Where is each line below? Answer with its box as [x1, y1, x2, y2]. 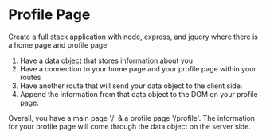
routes [19, 72, 41, 82]
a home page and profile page [8, 40, 108, 49]
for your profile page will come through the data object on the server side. [8, 122, 251, 131]
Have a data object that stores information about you [19, 56, 194, 65]
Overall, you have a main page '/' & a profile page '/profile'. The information [8, 113, 256, 122]
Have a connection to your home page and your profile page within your [19, 64, 256, 73]
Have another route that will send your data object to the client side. [19, 81, 243, 91]
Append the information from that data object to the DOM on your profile [19, 89, 258, 98]
